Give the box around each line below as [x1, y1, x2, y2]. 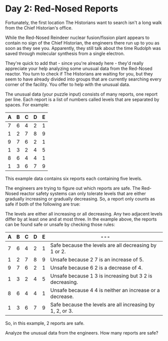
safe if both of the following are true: [5, 201, 80, 207]
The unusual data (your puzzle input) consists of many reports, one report [5, 91, 158, 97]
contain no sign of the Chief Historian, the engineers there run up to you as [5, 39, 160, 45]
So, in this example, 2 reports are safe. [5, 320, 85, 326]
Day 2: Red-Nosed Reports [5, 3, 118, 14]
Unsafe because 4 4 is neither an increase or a [50, 286, 160, 293]
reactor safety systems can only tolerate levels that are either [19, 190, 146, 196]
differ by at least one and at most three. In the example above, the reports [5, 216, 157, 222]
